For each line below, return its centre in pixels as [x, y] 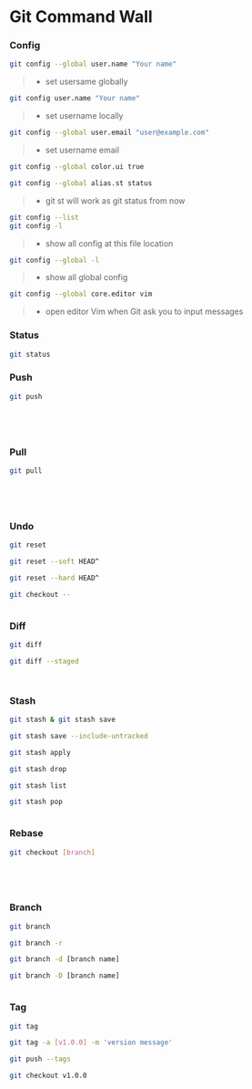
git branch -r [36, 943]
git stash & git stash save [63, 720]
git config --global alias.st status [81, 183]
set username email [82, 150]
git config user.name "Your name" [75, 99]
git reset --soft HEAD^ [55, 562]
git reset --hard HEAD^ [55, 578]
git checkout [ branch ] [52, 852]
